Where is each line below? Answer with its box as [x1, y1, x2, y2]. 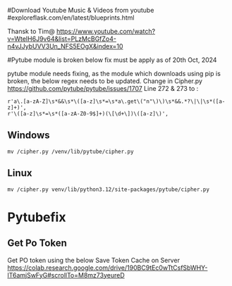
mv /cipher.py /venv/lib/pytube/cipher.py [7, 148, 134, 155]
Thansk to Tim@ [7, 27, 55, 35]
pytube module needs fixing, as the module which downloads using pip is [7, 70, 221, 77]
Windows [7, 130, 50, 142]
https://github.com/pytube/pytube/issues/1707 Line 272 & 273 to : [7, 85, 199, 92]
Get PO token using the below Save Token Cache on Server [7, 256, 180, 264]
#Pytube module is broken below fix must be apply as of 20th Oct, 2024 [7, 56, 217, 64]
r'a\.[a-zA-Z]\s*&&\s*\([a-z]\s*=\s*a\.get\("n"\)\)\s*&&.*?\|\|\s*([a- [7, 98, 226, 105]
